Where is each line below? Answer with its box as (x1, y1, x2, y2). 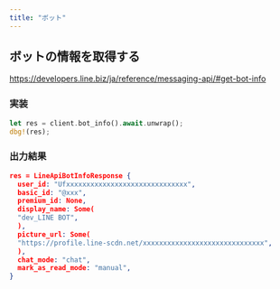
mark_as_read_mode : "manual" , (17, 264, 131, 273)
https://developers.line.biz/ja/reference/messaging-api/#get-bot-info (9, 73, 266, 84)
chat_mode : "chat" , (17, 255, 91, 265)
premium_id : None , (17, 196, 88, 206)
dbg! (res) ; (9, 127, 51, 136)
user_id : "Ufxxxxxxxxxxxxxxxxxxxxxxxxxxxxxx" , (17, 180, 196, 189)
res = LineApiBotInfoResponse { (9, 171, 131, 181)
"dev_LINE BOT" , (17, 213, 79, 222)
